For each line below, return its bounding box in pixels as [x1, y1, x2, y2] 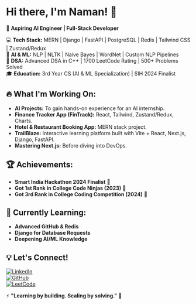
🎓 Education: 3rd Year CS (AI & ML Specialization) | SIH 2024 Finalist [6, 70, 176, 77]
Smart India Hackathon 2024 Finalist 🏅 [14, 178, 111, 185]
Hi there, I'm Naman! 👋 [6, 5, 117, 19]
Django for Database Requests [14, 229, 91, 237]
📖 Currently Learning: [6, 207, 87, 217]
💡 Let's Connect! [6, 252, 68, 262]
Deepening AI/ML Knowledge [14, 235, 88, 242]
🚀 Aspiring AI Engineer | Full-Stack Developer [6, 25, 119, 32]
